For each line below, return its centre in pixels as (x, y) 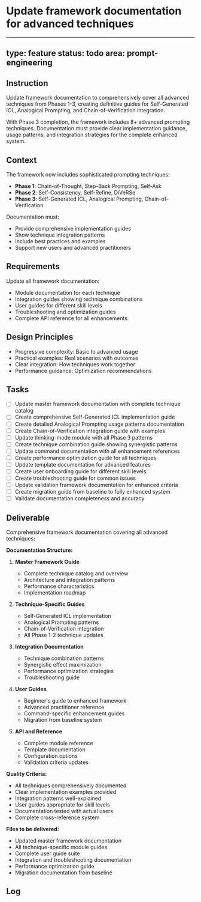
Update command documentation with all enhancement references (97, 451)
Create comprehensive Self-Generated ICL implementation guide (95, 417)
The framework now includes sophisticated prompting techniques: (88, 174)
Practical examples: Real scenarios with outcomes (77, 358)
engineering (29, 63)
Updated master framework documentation (68, 841)
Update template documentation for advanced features (83, 464)
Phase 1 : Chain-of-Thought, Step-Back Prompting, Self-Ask (88, 186)
